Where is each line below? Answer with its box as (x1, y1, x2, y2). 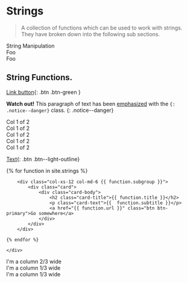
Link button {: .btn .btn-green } (6, 89, 81, 96)
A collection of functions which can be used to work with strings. (20, 24, 183, 31)
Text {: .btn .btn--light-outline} (6, 155, 80, 163)
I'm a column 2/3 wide (6, 258, 62, 265)
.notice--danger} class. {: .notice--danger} (6, 107, 114, 114)
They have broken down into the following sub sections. (20, 30, 160, 37)
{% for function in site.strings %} (6, 167, 89, 174)
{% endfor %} (6, 237, 39, 243)
